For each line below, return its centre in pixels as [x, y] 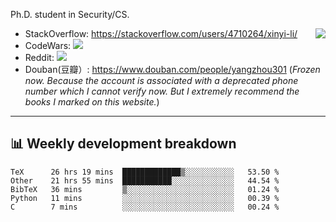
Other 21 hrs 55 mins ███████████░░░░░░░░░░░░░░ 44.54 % [145, 180]
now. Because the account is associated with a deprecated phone [161, 80]
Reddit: [39, 57]
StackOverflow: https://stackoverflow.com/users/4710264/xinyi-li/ [161, 33]
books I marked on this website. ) [92, 102]
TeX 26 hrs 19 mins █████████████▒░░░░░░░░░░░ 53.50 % [145, 172]
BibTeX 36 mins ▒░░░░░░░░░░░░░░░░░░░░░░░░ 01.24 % [145, 189]
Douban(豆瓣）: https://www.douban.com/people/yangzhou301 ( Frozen [172, 69]
